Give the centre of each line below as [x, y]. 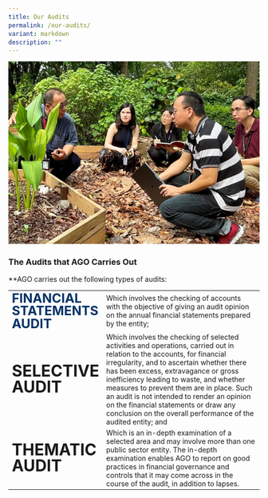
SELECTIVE [55, 371]
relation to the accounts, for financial [166, 354]
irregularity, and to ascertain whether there [177, 362]
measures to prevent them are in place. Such [179, 388]
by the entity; [128, 324]
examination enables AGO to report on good [178, 458]
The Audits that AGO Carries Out [73, 262]
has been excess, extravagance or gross [173, 370]
